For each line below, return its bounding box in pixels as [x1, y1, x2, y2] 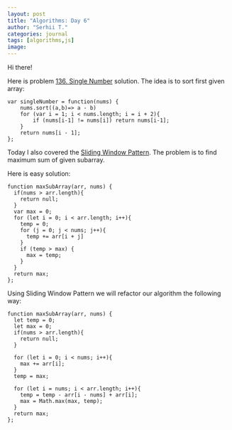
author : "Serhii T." [7, 23, 69, 31]
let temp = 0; [13, 317, 55, 324]
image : [7, 43, 27, 51]
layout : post [7, 10, 46, 18]
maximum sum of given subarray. [7, 156, 105, 164]
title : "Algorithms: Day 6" [7, 17, 91, 24]
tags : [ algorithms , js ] [7, 37, 74, 44]
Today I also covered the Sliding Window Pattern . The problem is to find [7, 148, 218, 157]
